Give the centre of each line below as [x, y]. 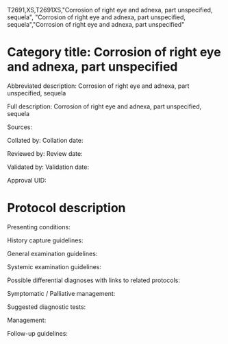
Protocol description [66, 208]
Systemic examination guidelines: [54, 266]
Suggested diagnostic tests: [47, 307]
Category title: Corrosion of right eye [114, 53]
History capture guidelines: [45, 240]
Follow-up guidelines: [38, 333]
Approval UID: [27, 180]
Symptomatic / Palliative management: [61, 293]
